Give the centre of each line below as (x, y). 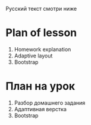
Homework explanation (43, 49)
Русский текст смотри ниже (41, 9)
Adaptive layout (33, 56)
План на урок (40, 86)
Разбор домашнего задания (50, 103)
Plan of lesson (41, 33)
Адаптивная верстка (40, 109)
